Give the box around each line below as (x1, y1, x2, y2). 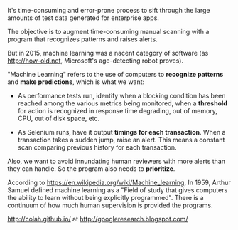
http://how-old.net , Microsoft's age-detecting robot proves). (7, 56, 183, 65)
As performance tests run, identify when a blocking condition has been (17, 92, 226, 100)
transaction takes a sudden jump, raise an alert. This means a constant (17, 135, 225, 144)
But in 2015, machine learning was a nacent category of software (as (7, 49, 209, 57)
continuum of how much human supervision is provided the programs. (7, 201, 213, 209)
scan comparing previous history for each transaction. (17, 143, 177, 152)
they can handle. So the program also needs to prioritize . (7, 164, 175, 173)
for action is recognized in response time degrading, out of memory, (17, 107, 218, 115)
